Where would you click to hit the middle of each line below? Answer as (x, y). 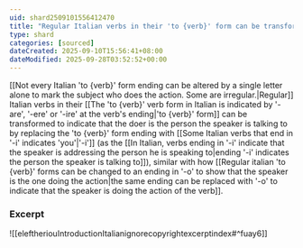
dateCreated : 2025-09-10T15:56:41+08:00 (87, 51)
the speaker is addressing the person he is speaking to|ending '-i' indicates (150, 152)
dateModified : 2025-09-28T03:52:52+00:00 (88, 60)
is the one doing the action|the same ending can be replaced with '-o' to (143, 181)
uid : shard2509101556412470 (62, 18)
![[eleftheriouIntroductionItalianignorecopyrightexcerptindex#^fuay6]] (138, 234)
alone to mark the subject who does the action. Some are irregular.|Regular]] (151, 95)
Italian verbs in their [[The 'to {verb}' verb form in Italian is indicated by (141, 104)
